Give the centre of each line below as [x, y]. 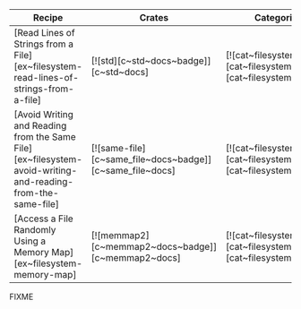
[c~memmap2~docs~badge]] [154, 247]
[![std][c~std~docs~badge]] [151, 60]
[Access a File [43, 219]
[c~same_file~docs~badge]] [151, 159]
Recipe [48, 17]
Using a [30, 241]
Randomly [35, 230]
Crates [154, 17]
